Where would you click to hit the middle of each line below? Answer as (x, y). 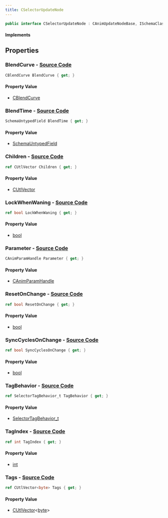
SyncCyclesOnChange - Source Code (52, 340)
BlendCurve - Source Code (38, 65)
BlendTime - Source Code (37, 111)
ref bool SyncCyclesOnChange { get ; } (45, 350)
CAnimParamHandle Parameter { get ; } (44, 258)
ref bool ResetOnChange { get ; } (40, 304)
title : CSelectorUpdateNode (34, 10)
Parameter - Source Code (37, 248)
